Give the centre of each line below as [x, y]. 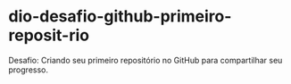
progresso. [28, 70]
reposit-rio [49, 35]
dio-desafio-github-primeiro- [120, 17]
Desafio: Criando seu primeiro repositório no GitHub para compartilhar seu [145, 60]
